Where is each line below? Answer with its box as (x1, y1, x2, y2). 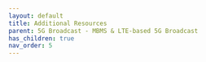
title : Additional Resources (8, 19, 107, 27)
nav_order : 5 (8, 42, 53, 50)
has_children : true (8, 34, 75, 43)
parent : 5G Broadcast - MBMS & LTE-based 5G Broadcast (8, 27, 199, 35)
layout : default (8, 11, 64, 20)
